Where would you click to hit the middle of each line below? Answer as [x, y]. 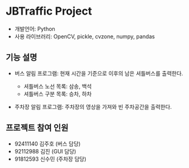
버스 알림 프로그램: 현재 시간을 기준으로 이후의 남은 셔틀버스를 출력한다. [99, 73]
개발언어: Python [35, 29]
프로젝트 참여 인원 [37, 128]
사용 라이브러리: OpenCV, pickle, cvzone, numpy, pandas [85, 36]
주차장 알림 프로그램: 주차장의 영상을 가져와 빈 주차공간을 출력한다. [93, 107]
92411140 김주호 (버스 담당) [47, 144]
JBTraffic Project [49, 11]
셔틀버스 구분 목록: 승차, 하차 [57, 94]
